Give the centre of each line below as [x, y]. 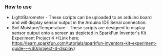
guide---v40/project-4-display [42, 48]
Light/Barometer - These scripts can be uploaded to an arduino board [82, 18]
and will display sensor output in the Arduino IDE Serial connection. [79, 22]
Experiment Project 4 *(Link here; [46, 38]
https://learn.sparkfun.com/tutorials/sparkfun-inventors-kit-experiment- [84, 43]
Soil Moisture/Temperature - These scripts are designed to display [78, 28]
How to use [18, 7]
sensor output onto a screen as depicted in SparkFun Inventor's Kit [79, 33]
